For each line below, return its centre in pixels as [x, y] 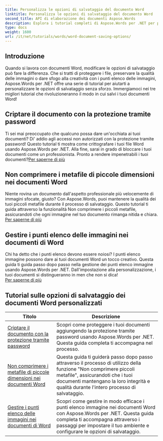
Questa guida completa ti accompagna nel [105, 343]
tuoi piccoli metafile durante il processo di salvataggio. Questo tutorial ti [77, 204]
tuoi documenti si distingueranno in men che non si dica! [61, 275]
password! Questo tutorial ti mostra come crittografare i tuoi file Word [74, 144]
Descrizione [106, 316]
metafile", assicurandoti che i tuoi [94, 375]
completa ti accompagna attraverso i [98, 419]
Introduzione [25, 56]
